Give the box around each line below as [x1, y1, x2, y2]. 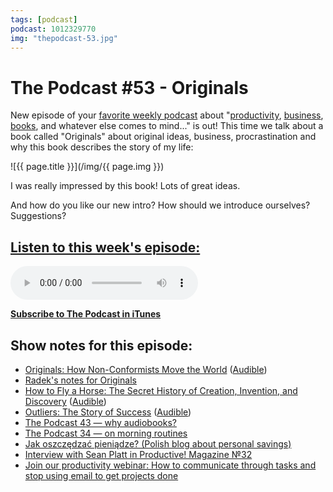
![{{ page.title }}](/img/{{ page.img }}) [10, 161, 165, 173]
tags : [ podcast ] [10, 14, 78, 25]
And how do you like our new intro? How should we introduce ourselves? [10, 199, 311, 211]
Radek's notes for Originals [24, 374, 137, 386]
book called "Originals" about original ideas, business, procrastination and [10, 131, 317, 143]
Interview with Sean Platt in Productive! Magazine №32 [24, 448, 253, 460]
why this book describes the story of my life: [10, 141, 194, 153]
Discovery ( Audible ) [24, 395, 107, 407]
